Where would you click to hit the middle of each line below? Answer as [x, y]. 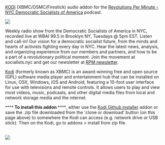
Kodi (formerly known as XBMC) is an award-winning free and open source [81, 72]
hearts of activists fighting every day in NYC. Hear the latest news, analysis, [82, 47]
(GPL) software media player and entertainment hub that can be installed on [82, 77]
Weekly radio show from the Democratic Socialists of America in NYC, [76, 31]
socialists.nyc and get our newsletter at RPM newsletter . [62, 62]
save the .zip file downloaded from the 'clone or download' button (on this [80, 112]
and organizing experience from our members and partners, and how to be [81, 52]
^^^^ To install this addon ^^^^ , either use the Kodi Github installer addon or [82, 107]
